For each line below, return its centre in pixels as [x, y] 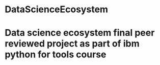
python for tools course [56, 55]
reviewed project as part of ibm [72, 44]
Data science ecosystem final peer [80, 33]
